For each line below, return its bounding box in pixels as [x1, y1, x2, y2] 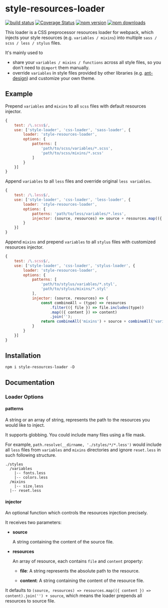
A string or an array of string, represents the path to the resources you [5, 416, 150, 423]
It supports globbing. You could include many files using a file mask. [5, 431, 146, 438]
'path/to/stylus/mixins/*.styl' [40, 286, 108, 292]
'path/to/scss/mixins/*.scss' [40, 151, 104, 156]
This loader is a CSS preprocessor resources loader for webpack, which [5, 29, 154, 35]
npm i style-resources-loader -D [5, 365, 75, 370]
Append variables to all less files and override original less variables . [5, 178, 151, 184]
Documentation [5, 378, 55, 387]
